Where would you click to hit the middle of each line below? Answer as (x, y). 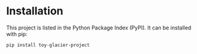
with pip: (17, 34)
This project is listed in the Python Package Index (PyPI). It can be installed (99, 28)
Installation (35, 11)
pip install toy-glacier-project (48, 45)
